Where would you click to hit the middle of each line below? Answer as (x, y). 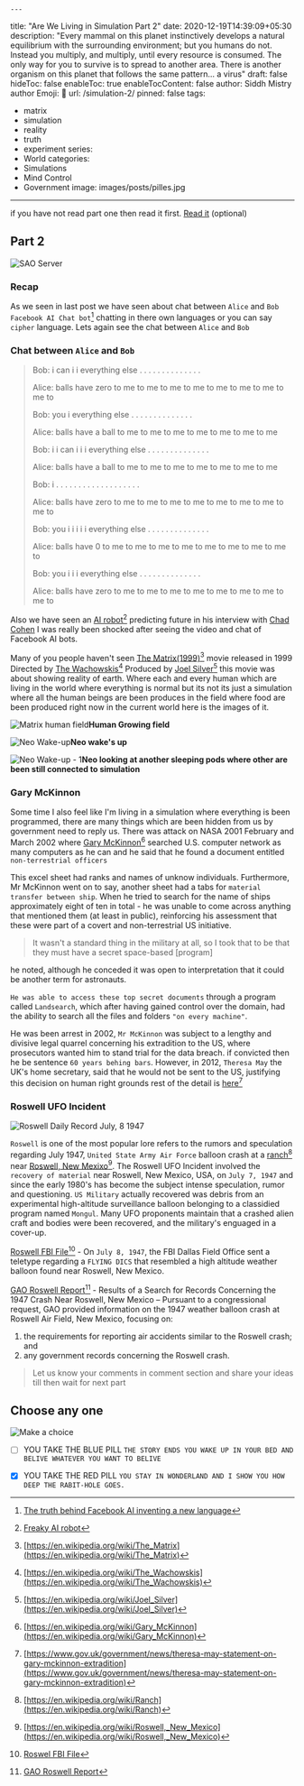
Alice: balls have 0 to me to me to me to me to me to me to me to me (159, 547)
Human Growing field (129, 725)
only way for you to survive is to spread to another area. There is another (146, 64)
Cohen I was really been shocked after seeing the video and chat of (136, 629)
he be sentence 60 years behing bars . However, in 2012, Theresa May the (146, 1062)
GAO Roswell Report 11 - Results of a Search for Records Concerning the (143, 1289)
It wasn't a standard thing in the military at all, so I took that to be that (161, 943)
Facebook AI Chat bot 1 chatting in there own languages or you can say (142, 317)
